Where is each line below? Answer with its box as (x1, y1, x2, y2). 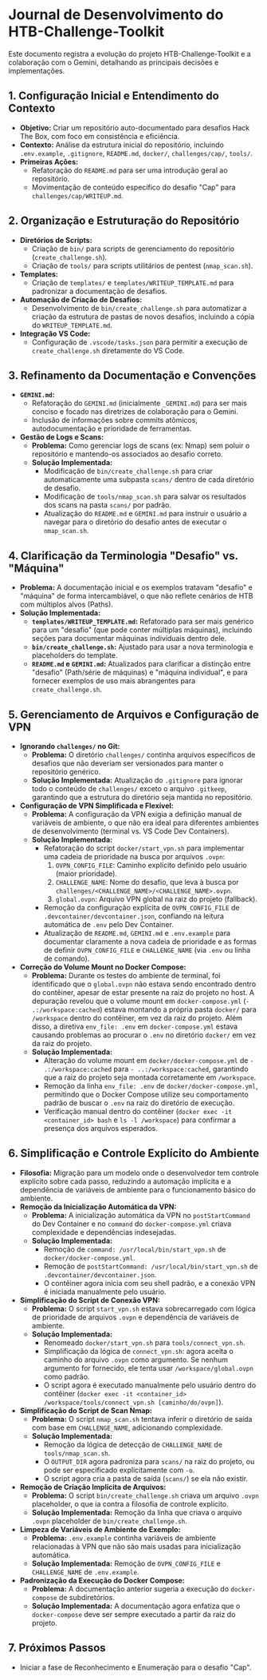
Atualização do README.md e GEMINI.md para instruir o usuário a (43, 509, 247, 519)
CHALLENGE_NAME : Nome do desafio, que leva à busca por (55, 878, 239, 886)
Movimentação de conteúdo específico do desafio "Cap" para (31, 182, 236, 192)
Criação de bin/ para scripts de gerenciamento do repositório (31, 244, 235, 253)
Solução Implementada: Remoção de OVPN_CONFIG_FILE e (31, 1559, 221, 1568)
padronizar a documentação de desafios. (31, 286, 167, 296)
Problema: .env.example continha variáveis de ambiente (31, 1533, 217, 1543)
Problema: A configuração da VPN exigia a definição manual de (31, 810, 242, 818)
